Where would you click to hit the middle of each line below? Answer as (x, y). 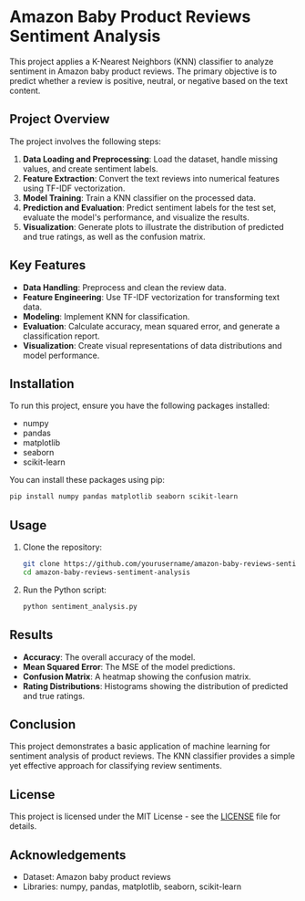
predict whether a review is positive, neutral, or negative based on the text (149, 80)
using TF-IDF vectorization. (74, 188)
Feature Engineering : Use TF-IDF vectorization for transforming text (151, 297)
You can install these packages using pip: (87, 480)
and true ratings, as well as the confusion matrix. (114, 236)
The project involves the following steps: (86, 141)
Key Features (48, 265)
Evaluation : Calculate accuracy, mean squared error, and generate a (151, 326)
